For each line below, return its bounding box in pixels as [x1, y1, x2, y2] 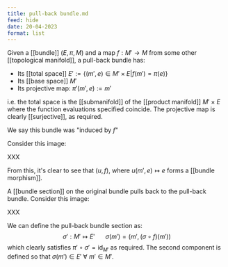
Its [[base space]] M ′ [17, 77, 77, 86]
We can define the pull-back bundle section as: [7, 222, 142, 230]
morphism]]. [7, 174, 43, 182]
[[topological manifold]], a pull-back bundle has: [7, 56, 146, 65]
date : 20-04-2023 [7, 23, 58, 30]
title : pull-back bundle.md [7, 10, 89, 17]
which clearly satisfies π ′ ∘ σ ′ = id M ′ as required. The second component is [7, 243, 221, 254]
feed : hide [7, 17, 39, 24]
